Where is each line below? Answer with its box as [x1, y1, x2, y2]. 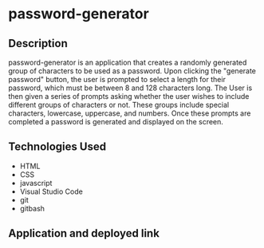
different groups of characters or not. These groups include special [8, 100, 230, 109]
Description [8, 37, 68, 50]
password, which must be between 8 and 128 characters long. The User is [8, 83, 253, 93]
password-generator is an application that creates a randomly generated [8, 57, 247, 67]
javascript [19, 178, 53, 187]
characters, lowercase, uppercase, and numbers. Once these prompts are [8, 108, 251, 118]
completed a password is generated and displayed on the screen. [8, 117, 223, 126]
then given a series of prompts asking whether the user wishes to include [8, 92, 250, 100]
